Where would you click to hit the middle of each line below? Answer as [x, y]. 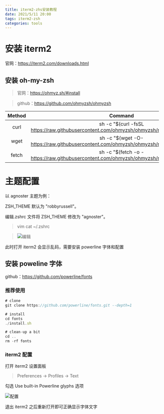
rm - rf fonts [18, 341]
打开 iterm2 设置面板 [26, 366]
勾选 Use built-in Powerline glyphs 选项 [44, 386]
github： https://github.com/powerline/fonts [49, 276]
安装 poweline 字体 [34, 264]
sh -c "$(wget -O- [122, 138]
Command [122, 116]
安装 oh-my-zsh [30, 80]
